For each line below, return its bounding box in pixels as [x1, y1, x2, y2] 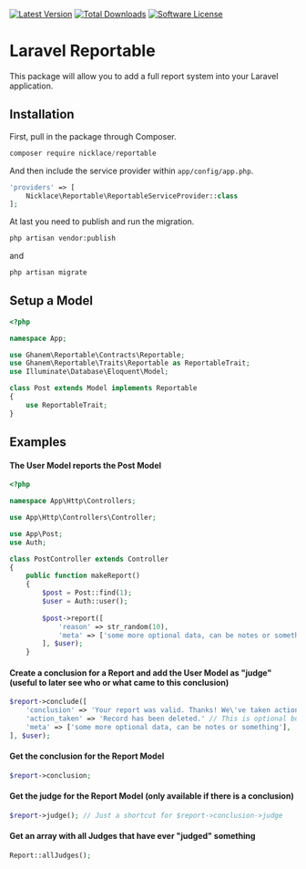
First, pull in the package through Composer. [9, 130, 177, 141]
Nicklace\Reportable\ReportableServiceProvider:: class [25, 191, 239, 201]
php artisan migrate [9, 268, 88, 277]
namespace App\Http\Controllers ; [9, 497, 137, 506]
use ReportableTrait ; [25, 400, 107, 409]
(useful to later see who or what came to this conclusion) [9, 677, 229, 688]
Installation [9, 107, 75, 122]
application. [9, 80, 54, 91]
